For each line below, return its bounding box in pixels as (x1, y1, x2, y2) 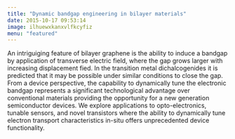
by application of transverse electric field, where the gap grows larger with (7, 57, 223, 65)
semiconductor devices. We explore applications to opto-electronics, (7, 101, 207, 110)
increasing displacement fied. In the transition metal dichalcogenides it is (7, 64, 218, 72)
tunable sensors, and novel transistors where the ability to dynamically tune (7, 109, 226, 117)
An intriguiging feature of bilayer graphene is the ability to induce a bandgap (7, 49, 228, 58)
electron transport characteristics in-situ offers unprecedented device (7, 117, 210, 125)
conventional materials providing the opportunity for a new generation (7, 94, 210, 102)
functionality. (7, 124, 46, 132)
